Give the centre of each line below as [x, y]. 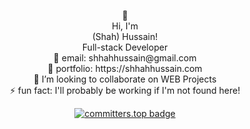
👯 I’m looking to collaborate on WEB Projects [125, 79]
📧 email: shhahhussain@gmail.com [125, 58]
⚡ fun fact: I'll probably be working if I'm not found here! [125, 90]
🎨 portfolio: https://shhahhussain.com [125, 68]
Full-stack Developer [125, 47]
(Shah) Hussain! [125, 36]
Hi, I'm [125, 26]
